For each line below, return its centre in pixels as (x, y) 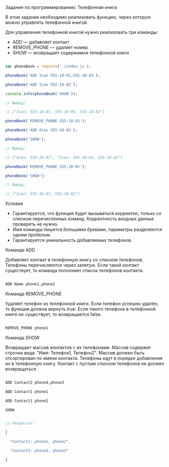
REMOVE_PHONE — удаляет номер (50, 47)
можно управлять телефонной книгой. (47, 22)
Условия (14, 203)
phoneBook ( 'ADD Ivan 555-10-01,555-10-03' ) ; (53, 75)
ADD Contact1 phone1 (27, 392)
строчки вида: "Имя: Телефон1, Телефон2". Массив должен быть (75, 352)
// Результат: (20, 424)
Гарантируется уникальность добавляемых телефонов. (72, 240)
